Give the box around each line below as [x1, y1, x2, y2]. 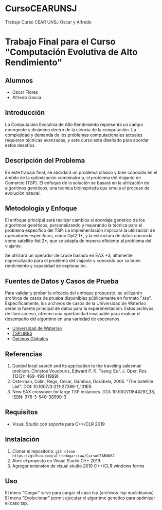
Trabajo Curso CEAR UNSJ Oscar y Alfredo [5, 19, 91, 25]
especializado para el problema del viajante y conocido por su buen [5, 258, 141, 264]
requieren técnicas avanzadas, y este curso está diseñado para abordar [5, 137, 149, 143]
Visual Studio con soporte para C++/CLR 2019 [12, 421, 105, 427]
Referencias [5, 350, 43, 358]
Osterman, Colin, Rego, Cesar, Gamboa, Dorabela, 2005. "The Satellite [12, 379, 154, 384]
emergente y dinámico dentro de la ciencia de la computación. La [5, 126, 136, 132]
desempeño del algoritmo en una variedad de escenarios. [5, 316, 121, 322]
